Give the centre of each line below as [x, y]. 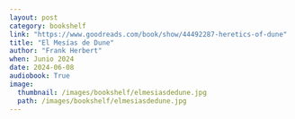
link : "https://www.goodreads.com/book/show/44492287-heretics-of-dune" [148, 34]
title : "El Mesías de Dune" [62, 42]
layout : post [34, 17]
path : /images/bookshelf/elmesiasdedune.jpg [102, 101]
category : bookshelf [48, 26]
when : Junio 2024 [42, 59]
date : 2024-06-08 [42, 68]
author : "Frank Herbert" [56, 51]
